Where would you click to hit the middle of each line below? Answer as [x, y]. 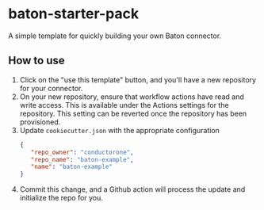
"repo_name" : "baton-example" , [82, 159]
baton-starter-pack [74, 14]
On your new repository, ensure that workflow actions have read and [132, 97]
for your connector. [51, 88]
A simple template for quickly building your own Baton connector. [115, 36]
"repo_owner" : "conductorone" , [82, 152]
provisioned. [40, 122]
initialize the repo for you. [61, 198]
